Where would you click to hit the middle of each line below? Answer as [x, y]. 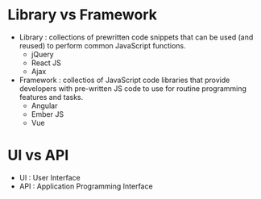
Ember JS [48, 114]
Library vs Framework [83, 15]
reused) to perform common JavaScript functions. [102, 45]
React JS [46, 63]
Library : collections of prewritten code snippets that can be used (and [136, 37]
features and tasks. [51, 97]
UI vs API [38, 155]
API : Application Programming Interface [86, 186]
